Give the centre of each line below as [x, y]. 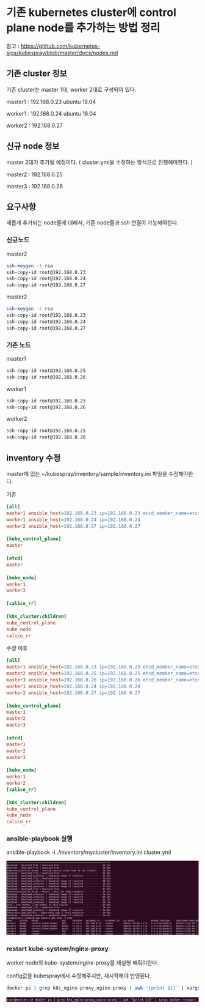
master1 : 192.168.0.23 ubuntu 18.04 [51, 102]
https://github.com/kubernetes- [60, 46]
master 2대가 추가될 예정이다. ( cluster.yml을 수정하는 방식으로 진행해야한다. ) [100, 162]
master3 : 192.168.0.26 [34, 186]
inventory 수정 [34, 458]
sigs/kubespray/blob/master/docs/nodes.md [62, 53]
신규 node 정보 [33, 146]
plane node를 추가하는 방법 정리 [83, 28]
